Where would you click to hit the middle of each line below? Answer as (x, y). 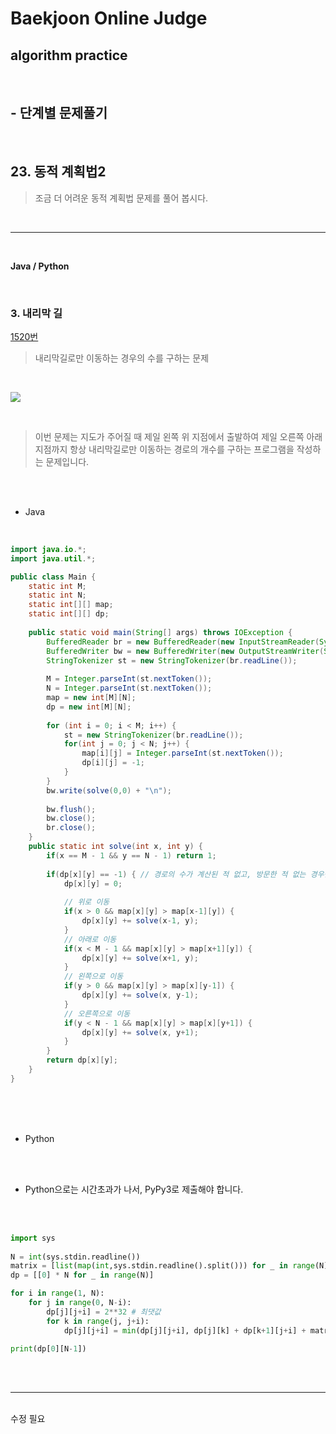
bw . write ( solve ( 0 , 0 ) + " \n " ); (109, 790)
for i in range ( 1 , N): (57, 1293)
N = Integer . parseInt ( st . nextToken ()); (129, 688)
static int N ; (57, 595)
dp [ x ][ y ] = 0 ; (93, 883)
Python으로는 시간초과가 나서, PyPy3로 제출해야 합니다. (134, 1189)
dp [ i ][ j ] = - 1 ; (113, 763)
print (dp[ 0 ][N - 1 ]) (48, 1348)
